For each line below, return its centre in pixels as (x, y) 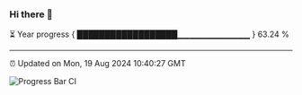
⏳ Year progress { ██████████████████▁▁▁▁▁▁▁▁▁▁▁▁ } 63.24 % (149, 34)
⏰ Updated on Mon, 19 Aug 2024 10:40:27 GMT (98, 64)
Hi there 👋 (31, 14)
